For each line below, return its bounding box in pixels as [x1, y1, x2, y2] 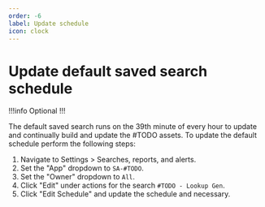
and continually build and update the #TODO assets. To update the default [8, 131, 258, 140]
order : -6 [8, 11, 42, 20]
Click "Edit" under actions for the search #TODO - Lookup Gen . [20, 180, 225, 191]
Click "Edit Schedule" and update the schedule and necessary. [20, 189, 231, 199]
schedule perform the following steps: [8, 139, 136, 149]
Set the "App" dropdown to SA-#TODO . [20, 163, 144, 173]
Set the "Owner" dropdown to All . [20, 172, 136, 182]
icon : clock [8, 27, 49, 35]
